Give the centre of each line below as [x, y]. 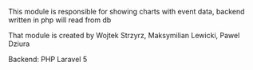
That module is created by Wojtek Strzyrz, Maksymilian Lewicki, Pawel [124, 35]
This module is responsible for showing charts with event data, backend [126, 12]
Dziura [19, 44]
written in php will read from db [60, 20]
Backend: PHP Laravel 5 [48, 59]
